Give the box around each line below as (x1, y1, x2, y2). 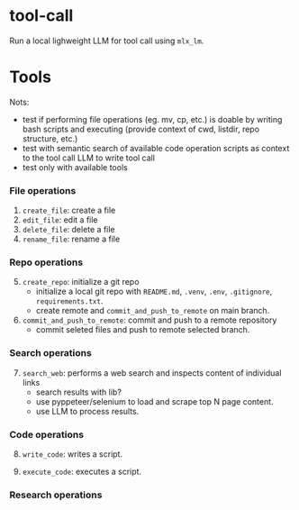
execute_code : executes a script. (22, 466, 142, 478)
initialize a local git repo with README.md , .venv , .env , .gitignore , (35, 286, 273, 297)
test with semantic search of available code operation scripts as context (22, 142, 290, 153)
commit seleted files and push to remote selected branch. (35, 324, 250, 335)
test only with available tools (22, 161, 128, 172)
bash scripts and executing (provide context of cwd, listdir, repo (22, 123, 259, 134)
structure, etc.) (22, 132, 78, 144)
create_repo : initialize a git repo (22, 277, 140, 287)
